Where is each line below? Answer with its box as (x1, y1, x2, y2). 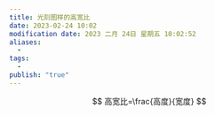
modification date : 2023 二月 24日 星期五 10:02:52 (9, 29, 197, 38)
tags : (9, 54, 29, 63)
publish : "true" (9, 71, 69, 80)
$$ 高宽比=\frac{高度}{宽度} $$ (92, 96, 207, 106)
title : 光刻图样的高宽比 (9, 12, 91, 22)
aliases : (9, 37, 42, 47)
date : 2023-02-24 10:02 (9, 21, 98, 30)
